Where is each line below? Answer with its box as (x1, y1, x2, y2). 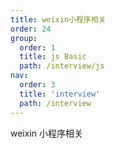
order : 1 (19, 42, 56, 53)
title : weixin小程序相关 (10, 14, 107, 25)
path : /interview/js (19, 61, 105, 71)
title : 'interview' (19, 89, 101, 99)
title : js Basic (19, 52, 87, 62)
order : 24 (10, 24, 52, 34)
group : (10, 33, 38, 43)
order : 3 (19, 80, 56, 90)
